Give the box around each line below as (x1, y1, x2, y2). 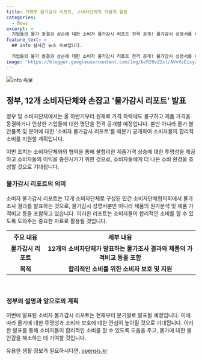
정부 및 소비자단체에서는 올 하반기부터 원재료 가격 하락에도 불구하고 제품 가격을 (6, 113, 191, 120)
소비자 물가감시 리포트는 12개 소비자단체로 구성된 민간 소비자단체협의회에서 (6, 194, 182, 202)
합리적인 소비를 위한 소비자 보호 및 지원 (68, 265, 173, 273)
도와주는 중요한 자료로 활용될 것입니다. (17, 217, 108, 224)
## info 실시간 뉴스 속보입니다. (11, 43, 83, 49)
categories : (6, 14, 36, 21)
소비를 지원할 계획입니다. (6, 135, 64, 142)
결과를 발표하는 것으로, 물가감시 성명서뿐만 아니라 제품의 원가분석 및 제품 (17, 202, 188, 209)
